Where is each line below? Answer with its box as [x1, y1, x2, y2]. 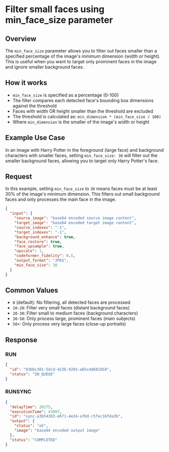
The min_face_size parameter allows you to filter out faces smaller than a [5, 48, 157, 54]
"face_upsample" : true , [14, 244, 65, 249]
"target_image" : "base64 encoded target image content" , [14, 220, 137, 225]
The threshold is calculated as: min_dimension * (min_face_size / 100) [12, 113, 161, 119]
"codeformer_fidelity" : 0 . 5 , [14, 253, 76, 258]
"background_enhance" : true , [14, 234, 76, 240]
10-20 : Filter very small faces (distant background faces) [12, 305, 130, 311]
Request [5, 172, 32, 181]
